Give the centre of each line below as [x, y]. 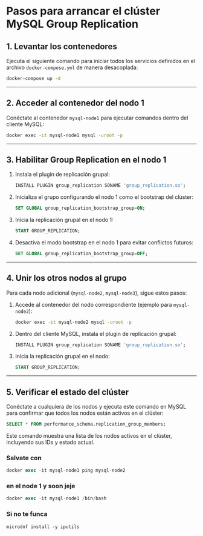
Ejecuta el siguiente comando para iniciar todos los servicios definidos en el [101, 61]
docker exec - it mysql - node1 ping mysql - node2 [66, 471]
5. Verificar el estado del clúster [68, 392]
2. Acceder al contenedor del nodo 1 [76, 103]
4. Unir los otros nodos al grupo [66, 278]
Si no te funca [27, 514]
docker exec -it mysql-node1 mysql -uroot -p [64, 135]
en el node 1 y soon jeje [41, 486]
